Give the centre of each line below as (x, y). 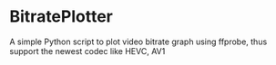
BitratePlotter (61, 17)
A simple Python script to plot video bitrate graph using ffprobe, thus (138, 42)
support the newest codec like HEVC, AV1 (87, 51)
